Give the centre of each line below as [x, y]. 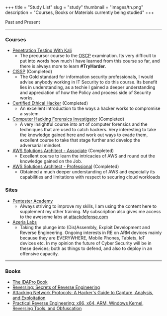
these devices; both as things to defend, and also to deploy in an [86, 248]
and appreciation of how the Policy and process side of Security [85, 93]
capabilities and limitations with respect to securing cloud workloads [90, 177]
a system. [30, 114]
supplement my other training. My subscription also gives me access [90, 211]
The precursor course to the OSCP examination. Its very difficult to [88, 56]
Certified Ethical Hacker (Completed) [50, 103]
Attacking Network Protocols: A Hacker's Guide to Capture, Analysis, [83, 292]
